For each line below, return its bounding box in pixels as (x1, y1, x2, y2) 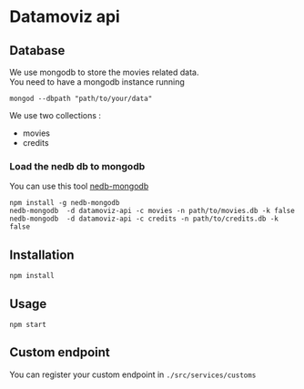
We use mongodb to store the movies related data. (9, 67, 199, 77)
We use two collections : (9, 110, 102, 120)
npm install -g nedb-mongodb (9, 199, 120, 208)
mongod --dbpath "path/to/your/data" (9, 94, 153, 103)
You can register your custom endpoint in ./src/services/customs (9, 369, 257, 380)
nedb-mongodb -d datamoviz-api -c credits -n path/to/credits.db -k (9, 214, 279, 224)
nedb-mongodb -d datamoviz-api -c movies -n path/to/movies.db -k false (9, 207, 296, 216)
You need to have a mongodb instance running (9, 77, 185, 87)
